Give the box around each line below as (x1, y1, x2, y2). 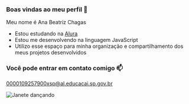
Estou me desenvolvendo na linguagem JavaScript (14, 37, 138, 44)
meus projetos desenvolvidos (14, 49, 87, 56)
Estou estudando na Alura (14, 30, 78, 37)
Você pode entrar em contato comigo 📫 (6, 64, 123, 73)
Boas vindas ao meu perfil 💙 (6, 5, 88, 14)
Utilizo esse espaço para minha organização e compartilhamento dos (14, 43, 184, 50)
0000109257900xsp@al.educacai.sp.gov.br (6, 80, 113, 87)
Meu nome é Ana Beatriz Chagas (6, 19, 87, 26)
